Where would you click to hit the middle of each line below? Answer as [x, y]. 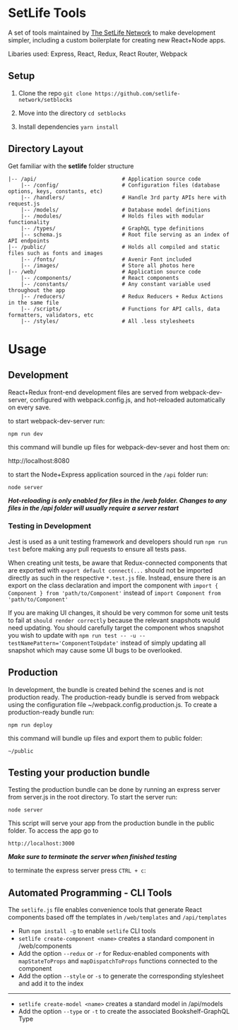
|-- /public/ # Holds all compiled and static [114, 247]
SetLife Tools [47, 13]
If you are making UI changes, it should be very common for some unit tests [118, 612]
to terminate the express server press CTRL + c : [77, 870]
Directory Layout [46, 149]
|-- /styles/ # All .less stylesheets [108, 321]
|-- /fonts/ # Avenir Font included [106, 259]
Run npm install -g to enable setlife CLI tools [87, 931]
